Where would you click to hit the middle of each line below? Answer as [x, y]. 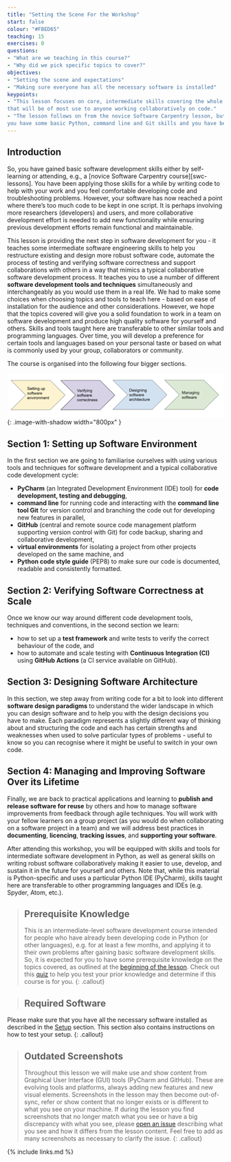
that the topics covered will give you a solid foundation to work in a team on [114, 314]
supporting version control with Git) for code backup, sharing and [110, 532]
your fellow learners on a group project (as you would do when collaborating [115, 820]
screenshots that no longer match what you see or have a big [111, 1117]
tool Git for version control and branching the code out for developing [116, 510]
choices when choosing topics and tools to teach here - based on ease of [112, 299]
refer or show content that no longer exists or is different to [125, 1102]
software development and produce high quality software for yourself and [112, 321]
